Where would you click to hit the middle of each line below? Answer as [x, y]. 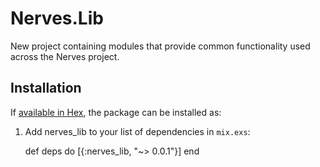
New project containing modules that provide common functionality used [160, 46]
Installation [46, 88]
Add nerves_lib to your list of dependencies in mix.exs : [137, 131]
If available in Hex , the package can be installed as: [116, 112]
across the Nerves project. [65, 56]
